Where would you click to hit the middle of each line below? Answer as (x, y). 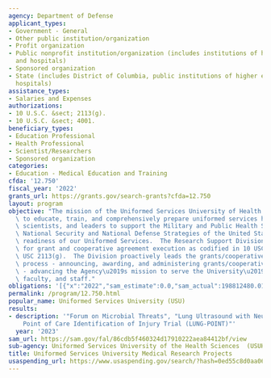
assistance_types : (39, 91)
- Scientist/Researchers (50, 151)
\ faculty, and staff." (55, 279)
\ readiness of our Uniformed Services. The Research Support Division (140, 241)
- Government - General (48, 31)
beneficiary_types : (41, 128)
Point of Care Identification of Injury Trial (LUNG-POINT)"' (129, 324)
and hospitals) (41, 61)
